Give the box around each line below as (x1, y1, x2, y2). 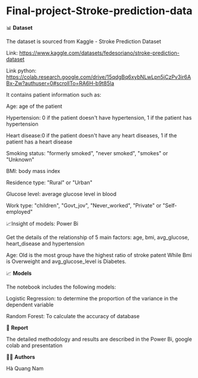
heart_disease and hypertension (6, 240, 85, 247)
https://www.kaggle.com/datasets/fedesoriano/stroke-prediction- (19, 49, 180, 56)
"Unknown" (6, 156, 34, 163)
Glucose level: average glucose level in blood (6, 190, 117, 197)
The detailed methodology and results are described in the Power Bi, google (6, 335, 193, 342)
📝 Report (6, 324, 28, 331)
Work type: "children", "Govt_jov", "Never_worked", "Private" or (6, 201, 162, 209)
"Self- (162, 201, 177, 209)
